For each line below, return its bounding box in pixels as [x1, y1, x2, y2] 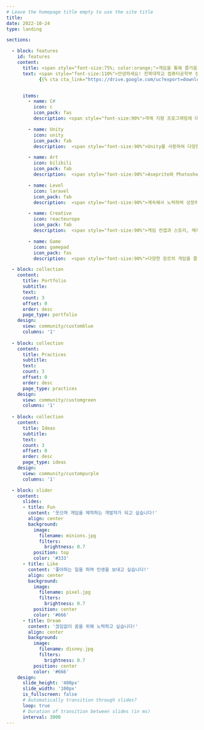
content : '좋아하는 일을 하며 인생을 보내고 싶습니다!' [28, 567, 149, 573]
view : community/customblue [22, 323, 94, 329]
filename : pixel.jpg [38, 589, 91, 595]
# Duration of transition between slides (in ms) [22, 708, 151, 714]
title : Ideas [22, 425, 56, 431]
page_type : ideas [22, 459, 67, 465]
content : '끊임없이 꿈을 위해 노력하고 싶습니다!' [28, 623, 138, 629]
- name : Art [28, 154, 59, 160]
